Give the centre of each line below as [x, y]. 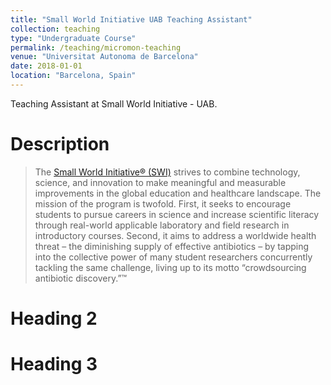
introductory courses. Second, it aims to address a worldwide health [175, 235]
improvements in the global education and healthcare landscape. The [178, 193]
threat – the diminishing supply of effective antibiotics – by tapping [172, 246]
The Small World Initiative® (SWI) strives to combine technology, [167, 172]
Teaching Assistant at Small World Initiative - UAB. [114, 103]
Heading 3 [54, 364]
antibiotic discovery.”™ [81, 278]
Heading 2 [54, 318]
